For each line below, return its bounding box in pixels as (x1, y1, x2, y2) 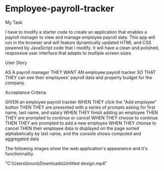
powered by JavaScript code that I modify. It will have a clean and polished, (5, 45, 160, 51)
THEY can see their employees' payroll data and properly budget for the (5, 74, 153, 80)
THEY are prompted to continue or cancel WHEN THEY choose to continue (5, 114, 158, 120)
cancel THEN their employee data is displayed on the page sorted (5, 125, 140, 131)
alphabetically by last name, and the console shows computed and (5, 130, 141, 136)
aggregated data (5, 136, 39, 142)
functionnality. (5, 151, 35, 157)
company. (5, 80, 26, 86)
